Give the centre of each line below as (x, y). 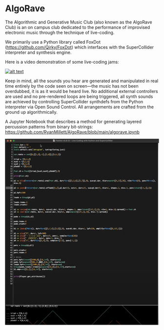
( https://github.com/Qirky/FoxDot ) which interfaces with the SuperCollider (80, 47)
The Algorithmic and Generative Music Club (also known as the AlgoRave (79, 22)
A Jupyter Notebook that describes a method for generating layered (73, 121)
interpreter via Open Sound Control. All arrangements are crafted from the (79, 107)
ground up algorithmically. (31, 112)
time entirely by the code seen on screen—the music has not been (72, 86)
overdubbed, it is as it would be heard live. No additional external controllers (82, 91)
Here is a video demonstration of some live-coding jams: (62, 62)
